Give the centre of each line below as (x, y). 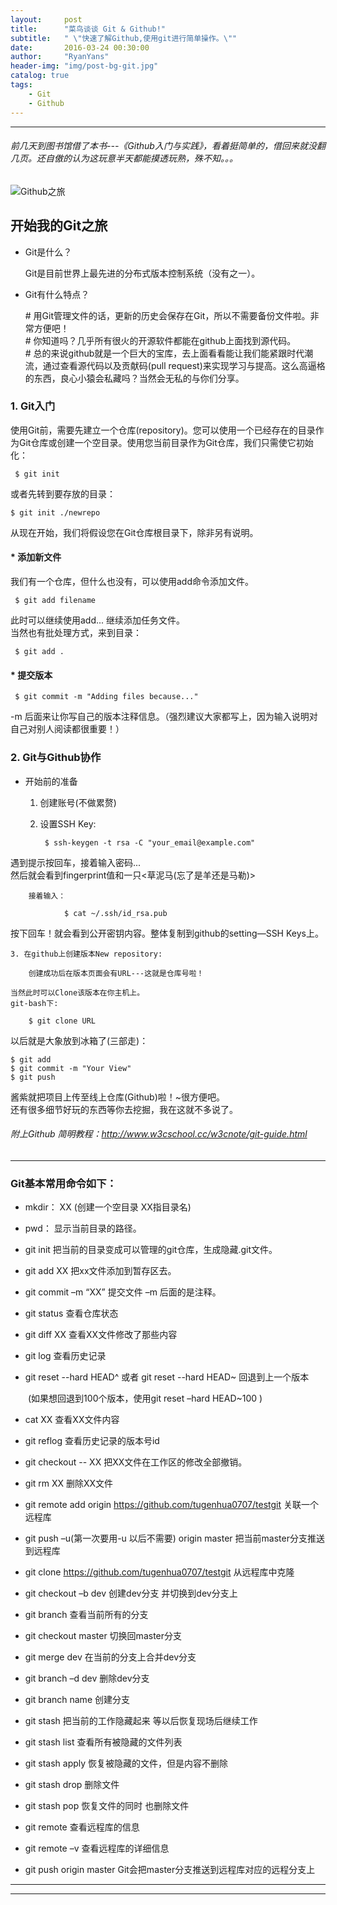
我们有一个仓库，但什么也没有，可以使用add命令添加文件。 (132, 582)
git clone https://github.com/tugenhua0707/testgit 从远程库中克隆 (159, 1572)
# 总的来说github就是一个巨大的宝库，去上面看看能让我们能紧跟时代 (164, 353)
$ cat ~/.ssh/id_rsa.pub (115, 913)
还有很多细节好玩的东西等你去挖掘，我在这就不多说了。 (124, 1109)
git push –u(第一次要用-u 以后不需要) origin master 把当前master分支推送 (174, 1538)
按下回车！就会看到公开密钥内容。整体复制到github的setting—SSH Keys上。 (167, 933)
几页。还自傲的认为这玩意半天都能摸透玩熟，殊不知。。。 (124, 158)
